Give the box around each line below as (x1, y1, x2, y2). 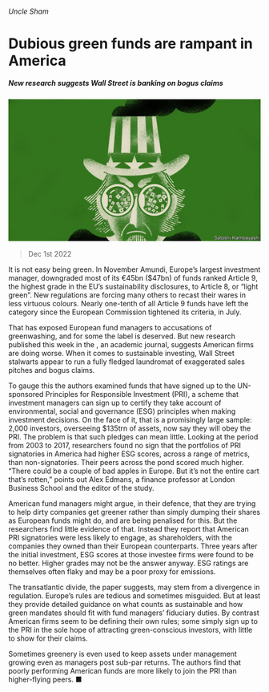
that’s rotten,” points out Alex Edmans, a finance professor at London (8, 475, 235, 484)
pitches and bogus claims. (8, 366, 95, 375)
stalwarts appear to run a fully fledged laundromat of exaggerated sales (8, 357, 246, 366)
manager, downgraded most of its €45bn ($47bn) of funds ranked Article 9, (8, 273, 258, 283)
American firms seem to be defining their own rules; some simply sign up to (8, 617, 259, 626)
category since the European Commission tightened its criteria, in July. (8, 307, 242, 317)
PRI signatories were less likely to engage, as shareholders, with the (8, 533, 233, 543)
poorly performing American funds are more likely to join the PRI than (8, 666, 238, 676)
